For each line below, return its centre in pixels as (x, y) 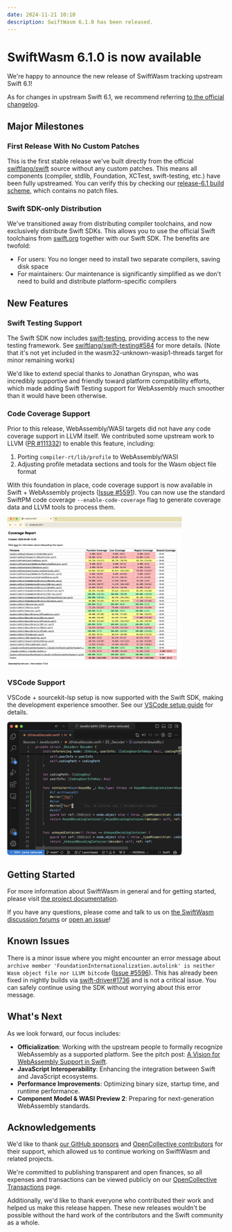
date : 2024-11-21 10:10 (42, 15)
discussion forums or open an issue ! (59, 919)
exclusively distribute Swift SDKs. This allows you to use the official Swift (111, 231)
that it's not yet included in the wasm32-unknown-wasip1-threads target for (115, 353)
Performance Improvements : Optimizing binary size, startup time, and (118, 1084)
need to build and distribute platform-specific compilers (97, 282)
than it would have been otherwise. (57, 396)
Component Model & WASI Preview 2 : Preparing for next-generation (116, 1098)
